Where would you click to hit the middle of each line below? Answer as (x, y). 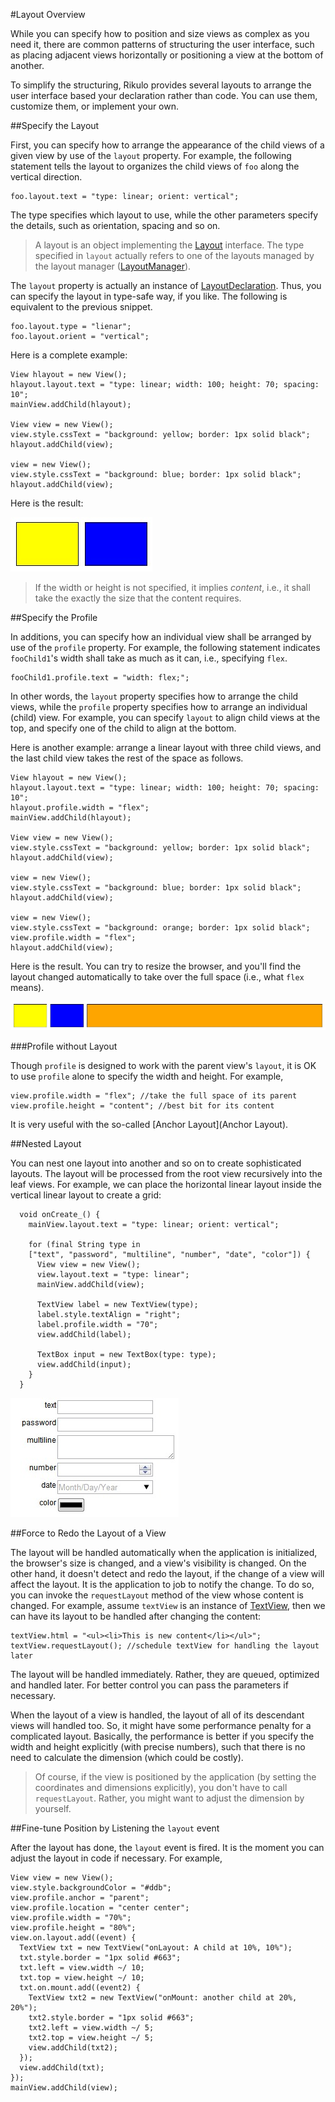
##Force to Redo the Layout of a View (88, 1533)
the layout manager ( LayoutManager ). (113, 266)
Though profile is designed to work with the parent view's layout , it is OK (163, 1066)
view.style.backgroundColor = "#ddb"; (91, 1888)
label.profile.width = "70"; (97, 1325)
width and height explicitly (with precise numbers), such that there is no (158, 1747)
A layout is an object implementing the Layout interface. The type (169, 245)
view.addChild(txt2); (73, 2048)
